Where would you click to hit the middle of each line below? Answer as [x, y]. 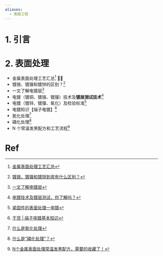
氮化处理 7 [22, 115]
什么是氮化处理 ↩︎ [29, 228]
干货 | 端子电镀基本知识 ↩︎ [38, 218]
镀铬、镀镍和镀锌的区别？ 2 [39, 84]
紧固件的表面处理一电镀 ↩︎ [38, 208]
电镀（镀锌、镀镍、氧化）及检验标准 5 [49, 103]
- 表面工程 [19, 14]
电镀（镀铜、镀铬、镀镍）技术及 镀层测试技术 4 [58, 96]
